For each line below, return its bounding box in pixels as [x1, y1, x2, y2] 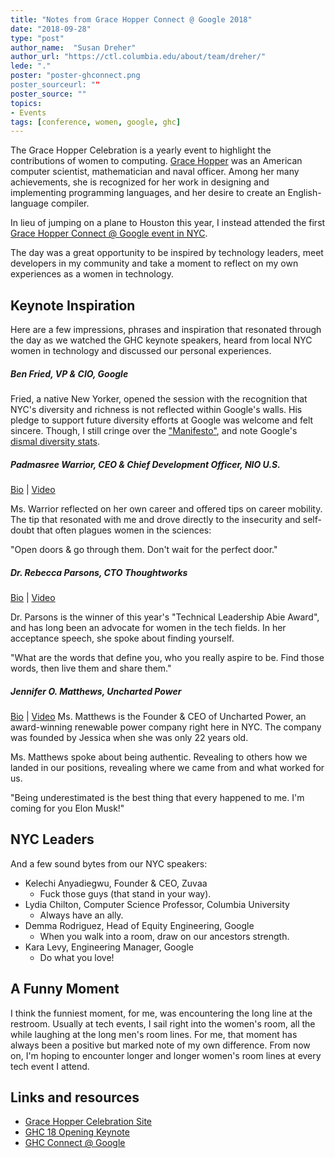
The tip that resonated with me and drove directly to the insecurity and [10, 514, 301, 525]
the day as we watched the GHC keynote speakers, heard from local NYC [10, 334, 313, 346]
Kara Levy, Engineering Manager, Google [24, 941, 195, 953]
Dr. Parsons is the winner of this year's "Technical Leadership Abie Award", [10, 611, 320, 623]
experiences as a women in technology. [10, 268, 174, 280]
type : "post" [10, 33, 65, 43]
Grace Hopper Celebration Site [24, 1116, 152, 1128]
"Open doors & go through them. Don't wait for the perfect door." [10, 544, 278, 555]
